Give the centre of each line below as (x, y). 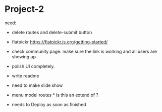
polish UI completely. (33, 66)
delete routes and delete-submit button (52, 32)
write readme (25, 75)
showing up (24, 56)
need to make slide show (37, 85)
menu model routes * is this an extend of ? (55, 95)
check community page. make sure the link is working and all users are (84, 51)
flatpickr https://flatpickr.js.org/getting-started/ (60, 42)
